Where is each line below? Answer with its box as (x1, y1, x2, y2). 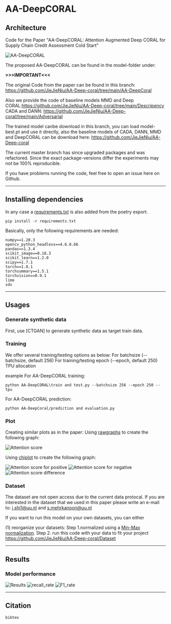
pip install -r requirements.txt (5, 218, 76, 223)
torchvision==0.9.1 (5, 273, 47, 278)
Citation (5, 602, 32, 610)
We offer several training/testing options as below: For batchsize (5, 352, 141, 358)
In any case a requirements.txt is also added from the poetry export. (5, 209, 148, 215)
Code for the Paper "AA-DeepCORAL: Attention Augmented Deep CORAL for (5, 37, 166, 43)
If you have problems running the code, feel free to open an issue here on (5, 170, 160, 176)
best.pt (5, 129, 20, 135)
